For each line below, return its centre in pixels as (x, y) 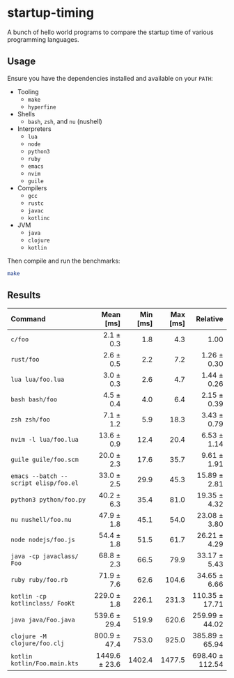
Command (29, 319)
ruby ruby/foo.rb (39, 580)
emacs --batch (34, 476)
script (22, 483)
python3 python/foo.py (48, 500)
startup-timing (50, 13)
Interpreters (34, 129)
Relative (210, 319)
